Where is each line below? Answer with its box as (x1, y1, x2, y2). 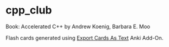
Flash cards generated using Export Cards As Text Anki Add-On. (5, 34, 164, 41)
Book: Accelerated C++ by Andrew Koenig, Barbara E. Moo (5, 23, 151, 30)
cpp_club (5, 4, 52, 17)
